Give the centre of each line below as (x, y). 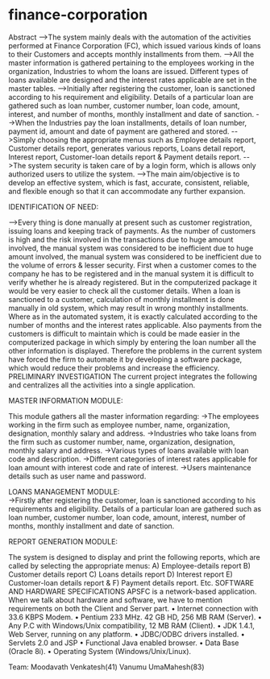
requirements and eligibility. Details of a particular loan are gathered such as (135, 508)
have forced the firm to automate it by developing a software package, (125, 359)
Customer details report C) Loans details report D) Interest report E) (121, 574)
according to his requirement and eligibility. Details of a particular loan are (131, 97)
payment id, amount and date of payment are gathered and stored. (119, 131)
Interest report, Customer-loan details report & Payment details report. (125, 157)
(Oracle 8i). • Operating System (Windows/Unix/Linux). (100, 651)
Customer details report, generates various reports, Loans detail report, (127, 148)
